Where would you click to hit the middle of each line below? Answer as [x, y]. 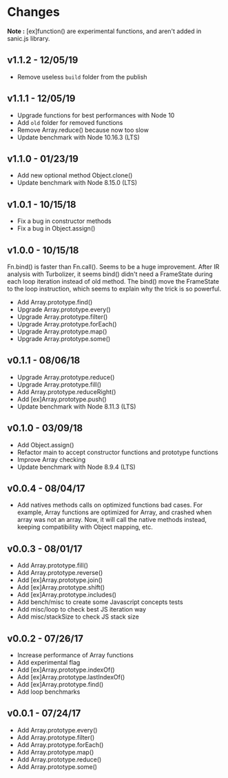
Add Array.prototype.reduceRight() [66, 391]
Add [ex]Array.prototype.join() [60, 580]
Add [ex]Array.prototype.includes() [67, 595]
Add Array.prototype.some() [57, 766]
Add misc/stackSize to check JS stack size [78, 617]
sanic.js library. [29, 38]
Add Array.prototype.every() [57, 730]
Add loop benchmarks [49, 692]
